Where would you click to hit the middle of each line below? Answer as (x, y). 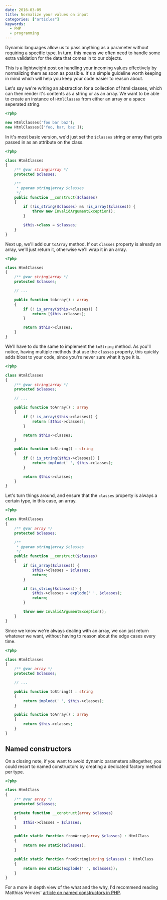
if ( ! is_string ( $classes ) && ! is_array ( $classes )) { (79, 207)
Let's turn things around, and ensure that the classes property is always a (81, 495)
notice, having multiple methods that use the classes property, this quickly (82, 351)
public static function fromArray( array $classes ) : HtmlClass (82, 836)
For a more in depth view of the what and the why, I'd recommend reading (82, 887)
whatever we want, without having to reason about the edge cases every (80, 636)
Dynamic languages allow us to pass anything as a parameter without (77, 47)
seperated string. (23, 104)
